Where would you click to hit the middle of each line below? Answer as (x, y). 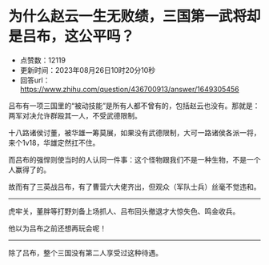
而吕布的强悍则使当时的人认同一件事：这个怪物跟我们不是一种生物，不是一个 (134, 159)
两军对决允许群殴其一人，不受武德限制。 (75, 115)
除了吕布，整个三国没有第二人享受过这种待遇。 (85, 252)
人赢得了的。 (29, 170)
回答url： (35, 80)
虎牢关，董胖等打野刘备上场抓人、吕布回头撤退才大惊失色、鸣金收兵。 (124, 211)
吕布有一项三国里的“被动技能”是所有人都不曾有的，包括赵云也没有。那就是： (134, 106)
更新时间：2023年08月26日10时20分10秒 (88, 70)
